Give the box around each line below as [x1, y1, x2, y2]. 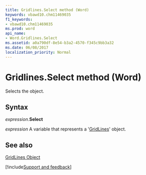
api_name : [5, 31, 26, 36]
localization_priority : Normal [5, 50, 71, 55]
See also [5, 141, 33, 149]
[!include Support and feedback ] [5, 164, 72, 170]
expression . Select [5, 116, 43, 122]
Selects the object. [5, 88, 44, 94]
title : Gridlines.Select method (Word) [5, 7, 89, 13]
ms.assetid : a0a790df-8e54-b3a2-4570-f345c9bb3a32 [5, 40, 114, 46]
